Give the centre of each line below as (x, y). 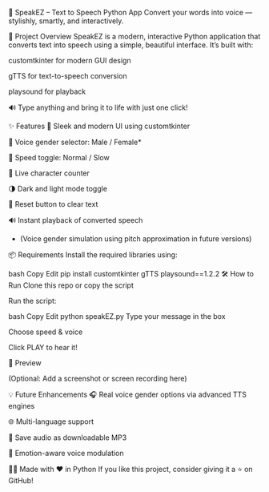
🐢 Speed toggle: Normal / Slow (59, 157)
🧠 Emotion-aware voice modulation (66, 453)
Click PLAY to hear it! (43, 347)
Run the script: (32, 301)
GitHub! (21, 480)
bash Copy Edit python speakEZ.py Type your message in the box (117, 316)
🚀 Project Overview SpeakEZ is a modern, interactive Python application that (134, 36)
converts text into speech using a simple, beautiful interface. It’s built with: (131, 45)
